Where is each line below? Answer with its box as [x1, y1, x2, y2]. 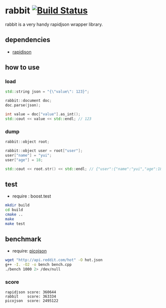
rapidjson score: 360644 [5, 290, 56, 295]
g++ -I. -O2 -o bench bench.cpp [5, 262, 72, 267]
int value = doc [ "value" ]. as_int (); [5, 112, 81, 117]
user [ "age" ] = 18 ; [5, 157, 43, 162]
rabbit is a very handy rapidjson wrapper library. [5, 21, 103, 27]
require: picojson [12, 248, 47, 254]
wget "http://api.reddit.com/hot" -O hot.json [5, 257, 103, 262]
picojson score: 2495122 [5, 299, 58, 304]
